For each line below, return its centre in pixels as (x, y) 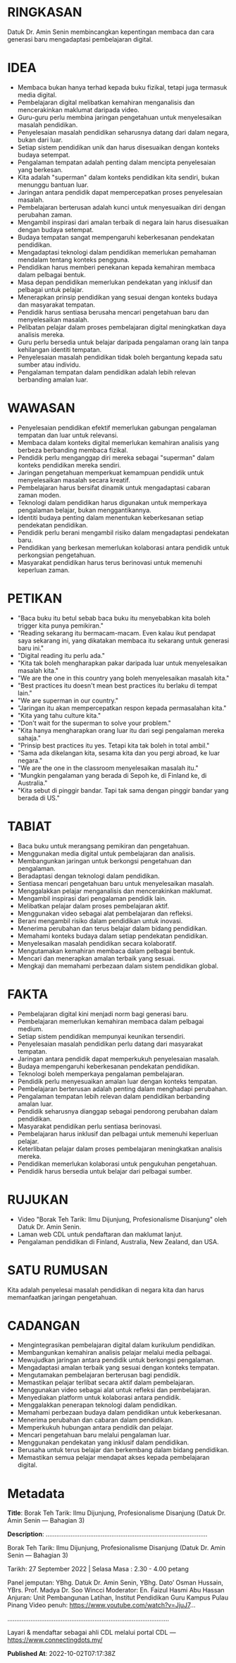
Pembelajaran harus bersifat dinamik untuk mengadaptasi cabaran (114, 487)
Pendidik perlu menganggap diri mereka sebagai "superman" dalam (116, 457)
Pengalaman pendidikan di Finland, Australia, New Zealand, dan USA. (118, 1241)
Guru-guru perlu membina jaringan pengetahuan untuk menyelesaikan (119, 117)
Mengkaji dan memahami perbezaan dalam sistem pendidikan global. (118, 965)
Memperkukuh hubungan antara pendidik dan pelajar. (95, 1427)
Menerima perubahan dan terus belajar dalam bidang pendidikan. (112, 928)
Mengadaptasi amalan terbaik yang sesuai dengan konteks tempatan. (118, 1367)
